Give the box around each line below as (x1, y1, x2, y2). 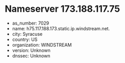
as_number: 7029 (12, 20, 49, 26)
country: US (12, 36, 38, 43)
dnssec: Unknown (12, 52, 51, 59)
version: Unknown (12, 47, 51, 53)
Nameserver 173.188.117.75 (5, 3, 120, 15)
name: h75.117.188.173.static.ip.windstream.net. (12, 25, 110, 31)
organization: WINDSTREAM (12, 41, 72, 48)
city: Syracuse (12, 31, 43, 37)
